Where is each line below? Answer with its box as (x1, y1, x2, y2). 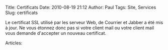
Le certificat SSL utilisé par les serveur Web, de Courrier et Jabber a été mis (5, 20, 163, 25)
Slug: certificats (5, 10, 38, 16)
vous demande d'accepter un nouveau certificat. (5, 30, 107, 36)
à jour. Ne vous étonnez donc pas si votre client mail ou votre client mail (5, 25, 154, 31)
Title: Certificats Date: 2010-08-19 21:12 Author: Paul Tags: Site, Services (5, 5, 156, 10)
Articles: (5, 40, 23, 46)
